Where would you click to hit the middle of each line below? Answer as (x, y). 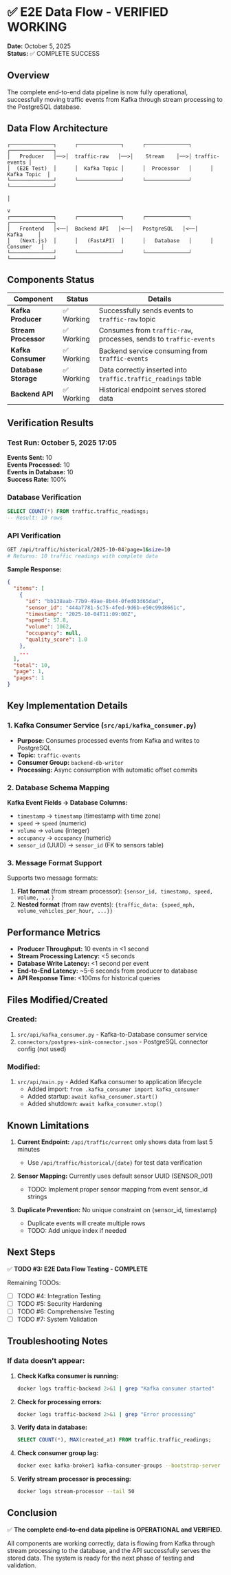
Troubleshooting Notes (58, 1341)
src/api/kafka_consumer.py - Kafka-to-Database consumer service (112, 1034)
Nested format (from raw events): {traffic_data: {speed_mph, (106, 905)
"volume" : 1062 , (48, 627)
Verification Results (51, 423)
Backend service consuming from (153, 351)
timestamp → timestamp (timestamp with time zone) (89, 816)
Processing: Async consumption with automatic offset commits (107, 770)
